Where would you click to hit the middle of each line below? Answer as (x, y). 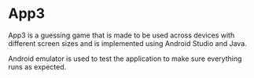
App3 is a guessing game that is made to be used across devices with (121, 35)
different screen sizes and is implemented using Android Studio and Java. (128, 43)
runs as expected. (37, 66)
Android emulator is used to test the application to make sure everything (125, 58)
